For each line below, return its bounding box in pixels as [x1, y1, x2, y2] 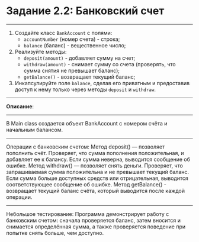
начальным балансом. [6, 126, 63, 133]
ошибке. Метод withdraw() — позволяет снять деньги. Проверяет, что [6, 162, 184, 169]
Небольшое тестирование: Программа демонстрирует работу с [6, 210, 169, 217]
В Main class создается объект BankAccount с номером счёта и [6, 120, 168, 127]
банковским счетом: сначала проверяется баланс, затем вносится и [6, 217, 181, 224]
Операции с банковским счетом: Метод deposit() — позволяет [6, 143, 165, 150]
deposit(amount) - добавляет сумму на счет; [23, 54, 136, 62]
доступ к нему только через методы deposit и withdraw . [14, 86, 156, 93]
